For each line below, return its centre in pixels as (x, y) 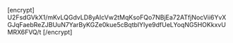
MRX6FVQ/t (24, 32)
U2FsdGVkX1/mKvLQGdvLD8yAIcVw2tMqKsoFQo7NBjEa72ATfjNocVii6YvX (117, 17)
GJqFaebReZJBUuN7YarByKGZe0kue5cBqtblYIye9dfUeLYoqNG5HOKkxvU (116, 25)
